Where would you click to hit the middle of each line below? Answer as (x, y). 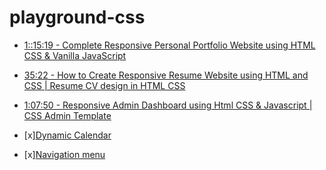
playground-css (77, 17)
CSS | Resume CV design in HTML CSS (104, 85)
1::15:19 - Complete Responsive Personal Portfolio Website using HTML (169, 45)
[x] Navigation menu (64, 154)
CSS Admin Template (67, 115)
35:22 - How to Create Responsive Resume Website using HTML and (166, 75)
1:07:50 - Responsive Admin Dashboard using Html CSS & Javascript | (168, 105)
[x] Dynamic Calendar (67, 135)
